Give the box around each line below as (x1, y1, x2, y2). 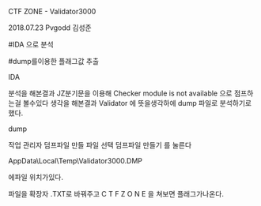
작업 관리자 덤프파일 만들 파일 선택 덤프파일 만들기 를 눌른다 (8, 140, 192, 149)
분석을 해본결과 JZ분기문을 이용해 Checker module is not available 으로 (8, 88, 233, 98)
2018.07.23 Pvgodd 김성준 (8, 23, 93, 32)
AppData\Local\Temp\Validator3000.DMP (8, 156, 143, 165)
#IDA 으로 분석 (8, 39, 54, 49)
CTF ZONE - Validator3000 (8, 7, 96, 16)
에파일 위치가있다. (8, 173, 64, 182)
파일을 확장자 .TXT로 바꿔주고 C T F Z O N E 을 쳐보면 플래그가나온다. (8, 189, 224, 198)
